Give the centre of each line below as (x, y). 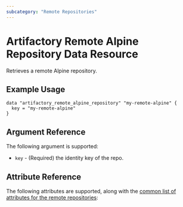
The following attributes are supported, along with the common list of (91, 191)
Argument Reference (46, 132)
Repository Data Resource (72, 54)
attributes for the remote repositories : (52, 197)
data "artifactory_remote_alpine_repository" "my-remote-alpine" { (92, 103)
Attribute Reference (44, 177)
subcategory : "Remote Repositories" (52, 12)
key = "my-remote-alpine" (44, 108)
